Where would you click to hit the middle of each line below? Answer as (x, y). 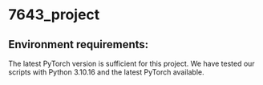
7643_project (54, 15)
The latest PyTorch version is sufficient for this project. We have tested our (131, 63)
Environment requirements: (79, 45)
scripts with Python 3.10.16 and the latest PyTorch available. (106, 72)
